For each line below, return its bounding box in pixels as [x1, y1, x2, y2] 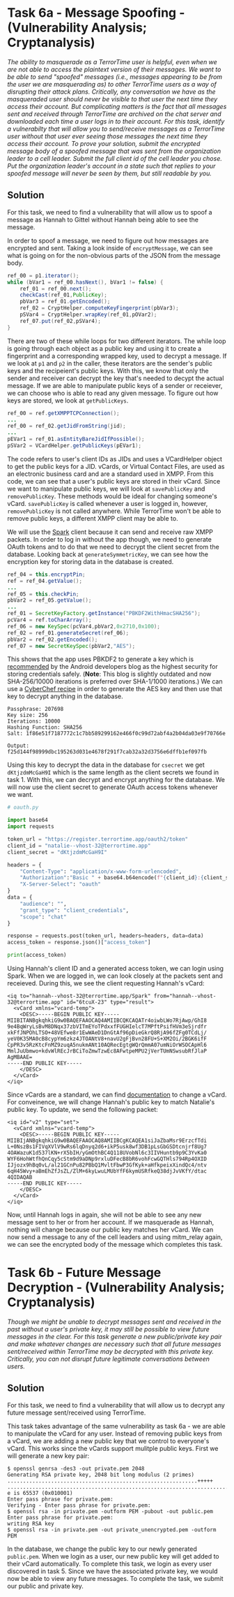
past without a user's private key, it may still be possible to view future [7, 1324, 210, 1333]
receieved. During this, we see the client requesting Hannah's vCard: [7, 979, 205, 987]
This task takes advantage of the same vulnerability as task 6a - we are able [7, 1422, 226, 1430]
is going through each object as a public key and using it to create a [7, 344, 202, 352]
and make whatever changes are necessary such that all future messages [7, 1340, 221, 1348]
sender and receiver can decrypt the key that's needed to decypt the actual [7, 374, 224, 382]
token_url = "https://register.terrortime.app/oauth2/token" [7, 836, 189, 843]
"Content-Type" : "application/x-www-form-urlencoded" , [19, 868, 182, 875]
